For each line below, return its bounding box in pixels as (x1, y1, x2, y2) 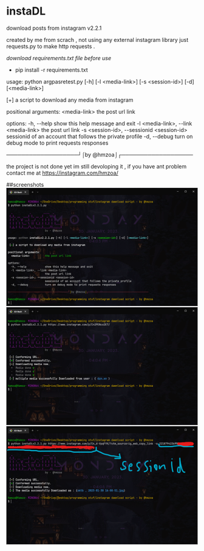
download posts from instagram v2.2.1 (6, 24, 102, 32)
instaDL (6, 4, 46, 18)
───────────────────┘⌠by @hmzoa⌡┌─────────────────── (6, 151, 193, 158)
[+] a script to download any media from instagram (6, 96, 134, 103)
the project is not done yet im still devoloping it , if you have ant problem (6, 162, 187, 170)
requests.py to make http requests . (6, 43, 95, 50)
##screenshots (6, 181, 44, 188)
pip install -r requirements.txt (15, 66, 88, 74)
